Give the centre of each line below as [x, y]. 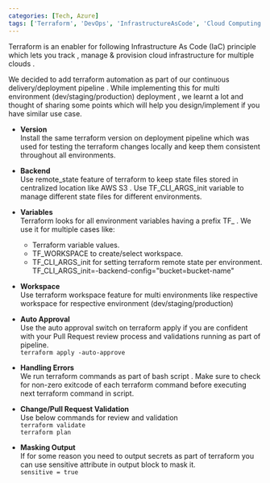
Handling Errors [47, 367]
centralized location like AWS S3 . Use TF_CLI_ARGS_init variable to [132, 187]
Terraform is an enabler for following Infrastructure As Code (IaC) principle [132, 46]
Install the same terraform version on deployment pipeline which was [135, 137]
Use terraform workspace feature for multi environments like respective [139, 295]
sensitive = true [49, 472]
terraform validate [53, 425]
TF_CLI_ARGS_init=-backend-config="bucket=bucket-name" [133, 271]
